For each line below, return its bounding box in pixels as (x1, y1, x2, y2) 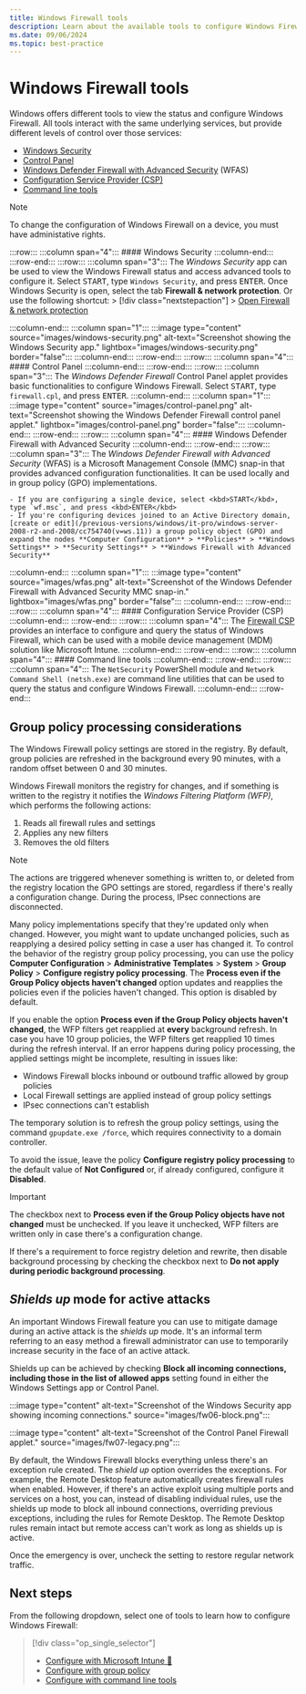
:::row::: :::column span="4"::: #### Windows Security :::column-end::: (9, 247, 274, 258)
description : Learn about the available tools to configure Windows (9, 22, 275, 31)
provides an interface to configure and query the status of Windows (9, 625, 264, 636)
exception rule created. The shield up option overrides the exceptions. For (9, 1464, 288, 1475)
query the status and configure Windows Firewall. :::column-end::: (9, 683, 258, 694)
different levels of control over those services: (9, 128, 182, 139)
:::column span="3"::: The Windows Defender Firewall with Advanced (9, 449, 270, 460)
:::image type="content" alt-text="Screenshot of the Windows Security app (9, 1400, 292, 1410)
